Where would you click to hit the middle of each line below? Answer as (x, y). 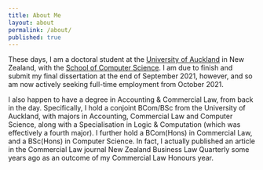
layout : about (31, 23)
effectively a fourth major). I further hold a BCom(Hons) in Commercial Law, (130, 133)
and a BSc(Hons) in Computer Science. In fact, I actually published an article (132, 141)
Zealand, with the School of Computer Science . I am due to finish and (121, 68)
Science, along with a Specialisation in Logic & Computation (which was (124, 125)
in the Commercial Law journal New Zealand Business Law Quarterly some (129, 150)
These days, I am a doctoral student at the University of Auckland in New (126, 60)
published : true (35, 37)
